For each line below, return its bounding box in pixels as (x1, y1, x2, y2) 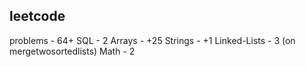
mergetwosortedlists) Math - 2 (9, 45, 136, 57)
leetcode (9, 8, 66, 25)
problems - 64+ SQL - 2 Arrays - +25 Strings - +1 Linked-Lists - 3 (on (9, 34, 296, 46)
